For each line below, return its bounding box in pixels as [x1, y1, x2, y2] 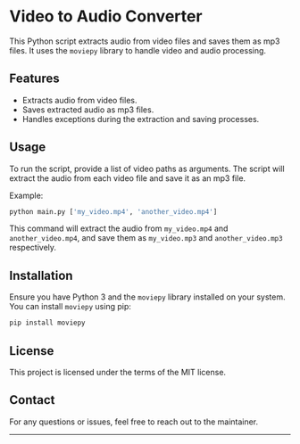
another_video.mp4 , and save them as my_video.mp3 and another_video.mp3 [9, 233, 283, 243]
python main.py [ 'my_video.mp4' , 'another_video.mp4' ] [9, 207, 218, 216]
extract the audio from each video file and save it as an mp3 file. [9, 172, 246, 184]
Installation [9, 267, 73, 283]
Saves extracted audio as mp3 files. [21, 104, 154, 115]
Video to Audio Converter [9, 6, 203, 27]
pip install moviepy [9, 318, 87, 327]
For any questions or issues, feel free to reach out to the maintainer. [9, 416, 259, 427]
